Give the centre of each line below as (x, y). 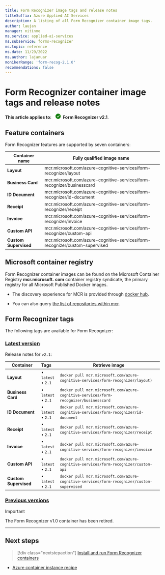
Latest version (23, 344)
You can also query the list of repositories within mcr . (66, 303)
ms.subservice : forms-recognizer (39, 42)
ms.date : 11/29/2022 (26, 52)
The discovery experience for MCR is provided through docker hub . (81, 294)
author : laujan (21, 26)
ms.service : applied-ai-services (39, 36)
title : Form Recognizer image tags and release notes (61, 10)
